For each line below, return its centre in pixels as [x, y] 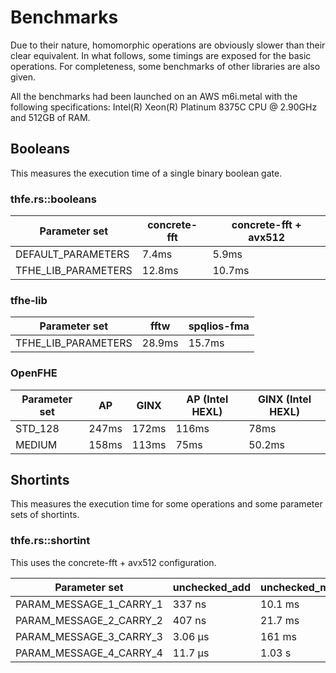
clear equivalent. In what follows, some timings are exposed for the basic [161, 55]
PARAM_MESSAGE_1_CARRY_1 [89, 604]
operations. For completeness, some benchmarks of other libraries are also [165, 66]
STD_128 [37, 428]
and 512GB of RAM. [50, 117]
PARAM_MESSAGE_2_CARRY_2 [89, 620]
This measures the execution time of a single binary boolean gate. [146, 173]
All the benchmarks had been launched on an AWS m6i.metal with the [154, 96]
